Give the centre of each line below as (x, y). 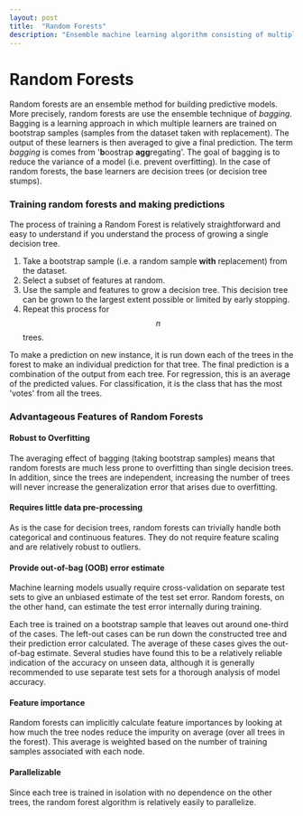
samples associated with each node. (77, 752)
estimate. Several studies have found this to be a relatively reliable (159, 653)
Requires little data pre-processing (76, 508)
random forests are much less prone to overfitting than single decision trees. (151, 467)
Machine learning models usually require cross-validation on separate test (147, 587)
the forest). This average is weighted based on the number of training (138, 742)
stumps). (26, 181)
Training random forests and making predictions (117, 204)
